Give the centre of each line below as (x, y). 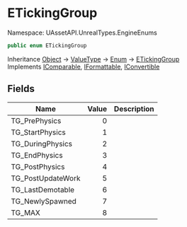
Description (134, 109)
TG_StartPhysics (38, 132)
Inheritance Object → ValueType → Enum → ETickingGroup (93, 59)
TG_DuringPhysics (42, 144)
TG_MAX (26, 212)
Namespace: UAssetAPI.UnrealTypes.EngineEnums (82, 33)
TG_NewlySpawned (44, 201)
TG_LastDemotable (43, 190)
